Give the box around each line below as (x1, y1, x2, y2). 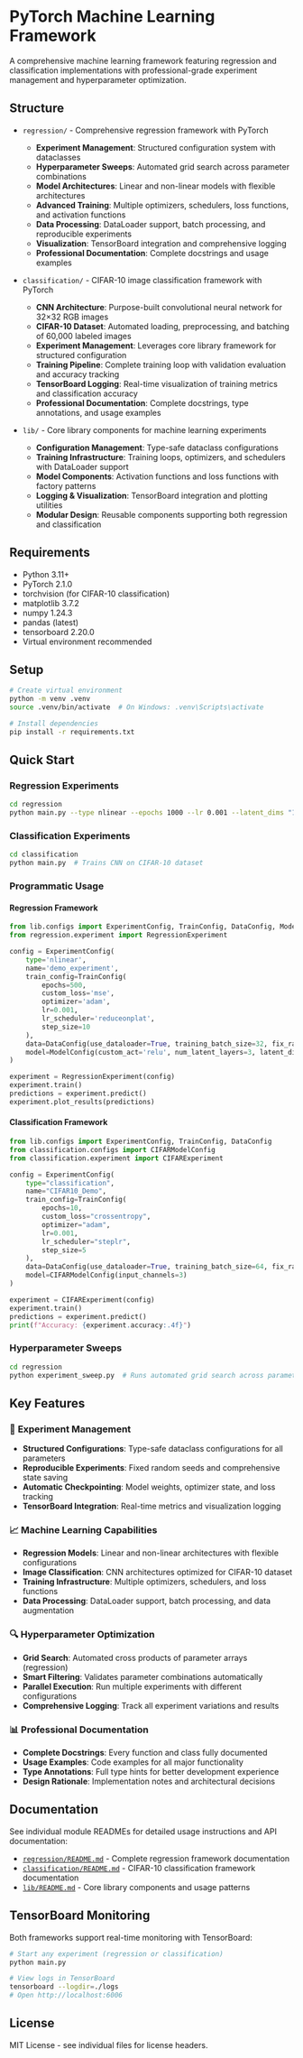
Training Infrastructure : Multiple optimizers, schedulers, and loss (22, 1576, 267, 1587)
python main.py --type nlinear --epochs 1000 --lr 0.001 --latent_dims (9, 808, 284, 817)
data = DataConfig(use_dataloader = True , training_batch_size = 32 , (25, 1039, 269, 1048)
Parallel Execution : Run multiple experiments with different (22, 1681, 242, 1692)
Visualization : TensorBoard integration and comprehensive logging (35, 237, 287, 249)
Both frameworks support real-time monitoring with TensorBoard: (9, 1932, 252, 1943)
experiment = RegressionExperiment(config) (9, 1072, 176, 1082)
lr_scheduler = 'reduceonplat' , (41, 1014, 155, 1023)
